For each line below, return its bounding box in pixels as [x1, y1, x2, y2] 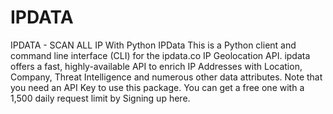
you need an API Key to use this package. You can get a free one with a [10, 81, 305, 93]
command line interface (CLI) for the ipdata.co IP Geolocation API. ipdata [10, 49, 311, 61]
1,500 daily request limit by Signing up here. [10, 92, 191, 104]
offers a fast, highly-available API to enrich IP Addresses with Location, [10, 60, 303, 72]
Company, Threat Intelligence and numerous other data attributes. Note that [10, 71, 323, 83]
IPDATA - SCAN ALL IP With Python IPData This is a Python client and [10, 39, 297, 51]
